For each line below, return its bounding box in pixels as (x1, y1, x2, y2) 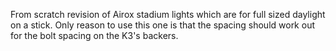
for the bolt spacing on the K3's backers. (10, 30, 179, 41)
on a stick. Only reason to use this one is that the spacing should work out (10, 19, 315, 31)
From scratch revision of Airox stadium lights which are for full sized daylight (10, 9, 326, 20)
